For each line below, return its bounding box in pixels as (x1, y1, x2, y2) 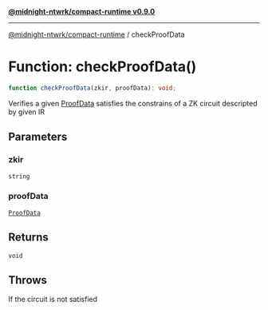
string (8, 172, 30, 181)
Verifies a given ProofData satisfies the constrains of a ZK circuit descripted (8, 98, 258, 108)
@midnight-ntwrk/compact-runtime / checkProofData (8, 30, 185, 39)
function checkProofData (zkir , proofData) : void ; (8, 84, 177, 92)
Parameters (8, 130, 68, 144)
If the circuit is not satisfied (8, 295, 98, 304)
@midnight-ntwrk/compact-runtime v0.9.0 (8, 7, 156, 16)
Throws (8, 273, 48, 287)
